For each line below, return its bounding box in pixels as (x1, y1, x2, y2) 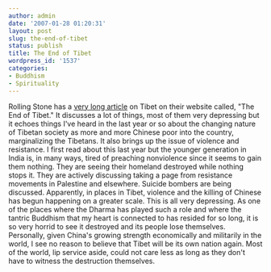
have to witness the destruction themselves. (8, 256, 156, 266)
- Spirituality (8, 79, 60, 87)
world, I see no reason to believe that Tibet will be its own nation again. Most (8, 239, 263, 249)
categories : (8, 65, 48, 73)
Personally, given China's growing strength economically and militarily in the (8, 230, 262, 240)
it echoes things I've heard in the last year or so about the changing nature (8, 119, 256, 128)
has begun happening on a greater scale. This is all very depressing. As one (8, 195, 261, 206)
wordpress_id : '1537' (8, 57, 81, 65)
